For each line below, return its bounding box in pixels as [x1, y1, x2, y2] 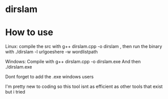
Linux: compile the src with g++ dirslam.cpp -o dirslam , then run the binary [5, 43, 162, 49]
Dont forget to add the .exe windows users [5, 74, 94, 80]
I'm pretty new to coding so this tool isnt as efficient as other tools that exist [5, 83, 163, 89]
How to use [5, 27, 53, 38]
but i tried [5, 89, 25, 95]
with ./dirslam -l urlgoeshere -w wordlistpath [5, 49, 98, 55]
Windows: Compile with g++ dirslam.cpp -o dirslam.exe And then [5, 59, 141, 65]
